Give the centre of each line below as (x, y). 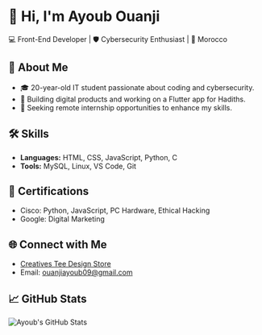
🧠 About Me (38, 68)
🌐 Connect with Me (58, 244)
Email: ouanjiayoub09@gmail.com (76, 272)
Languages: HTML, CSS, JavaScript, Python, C (98, 157)
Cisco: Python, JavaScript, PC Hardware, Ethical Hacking (115, 211)
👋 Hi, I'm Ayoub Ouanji (84, 17)
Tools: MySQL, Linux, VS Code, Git (78, 166)
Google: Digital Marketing (62, 219)
